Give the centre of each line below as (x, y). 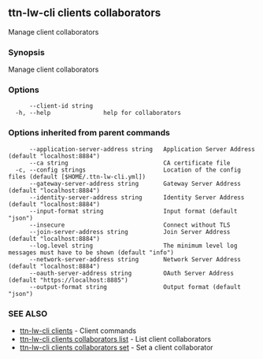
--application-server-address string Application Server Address (142, 149)
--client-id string (61, 106)
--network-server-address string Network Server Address (135, 259)
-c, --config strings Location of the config (128, 170)
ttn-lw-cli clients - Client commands (78, 331)
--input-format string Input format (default (133, 211)
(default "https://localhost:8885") (68, 280)
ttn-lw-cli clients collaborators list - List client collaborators (115, 339)
